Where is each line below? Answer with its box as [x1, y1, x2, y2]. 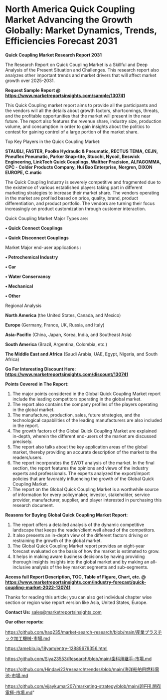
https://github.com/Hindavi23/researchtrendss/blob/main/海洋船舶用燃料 [5, 666, 156, 672]
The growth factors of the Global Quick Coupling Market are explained [12, 427, 157, 433]
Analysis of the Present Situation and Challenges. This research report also [5, 66, 160, 73]
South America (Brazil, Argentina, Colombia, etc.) [5, 341, 108, 347]
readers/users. [12, 454, 43, 460]
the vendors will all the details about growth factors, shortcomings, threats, [5, 107, 160, 113]
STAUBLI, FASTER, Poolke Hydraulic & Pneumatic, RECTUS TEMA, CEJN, [5, 148, 158, 154]
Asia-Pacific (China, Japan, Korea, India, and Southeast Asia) [5, 331, 132, 337]
